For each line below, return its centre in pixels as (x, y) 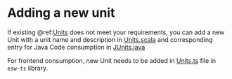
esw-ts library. (28, 68)
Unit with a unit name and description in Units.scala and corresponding (110, 39)
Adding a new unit (61, 13)
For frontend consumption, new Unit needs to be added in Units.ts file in (112, 60)
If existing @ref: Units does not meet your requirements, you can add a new (116, 32)
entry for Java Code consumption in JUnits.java (76, 47)
